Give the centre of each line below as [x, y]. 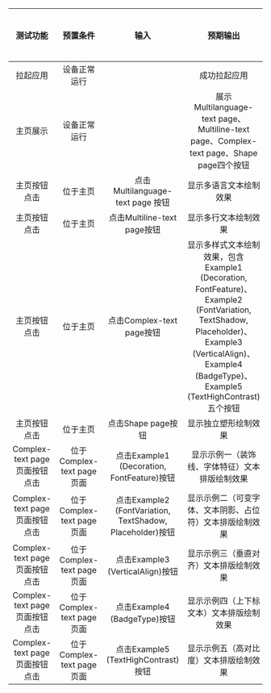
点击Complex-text [143, 320]
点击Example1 [143, 455]
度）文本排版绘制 [219, 660]
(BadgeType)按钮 [143, 619]
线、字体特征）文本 [223, 467]
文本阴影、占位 [231, 510]
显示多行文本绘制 [219, 217]
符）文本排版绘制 [219, 522]
